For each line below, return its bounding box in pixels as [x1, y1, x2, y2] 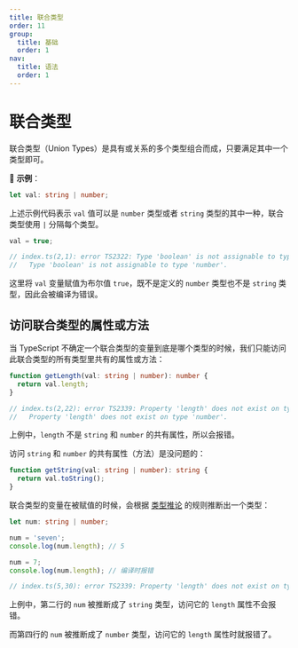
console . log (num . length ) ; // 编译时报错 [9, 565, 153, 575]
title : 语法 [17, 63, 59, 72]
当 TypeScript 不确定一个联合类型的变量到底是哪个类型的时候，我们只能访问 [9, 343, 286, 353]
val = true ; [9, 236, 53, 245]
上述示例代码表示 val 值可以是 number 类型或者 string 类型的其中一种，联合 [9, 208, 285, 218]
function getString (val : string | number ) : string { [9, 466, 208, 475]
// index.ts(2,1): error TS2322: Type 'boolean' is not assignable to [9, 252, 276, 262]
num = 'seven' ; [9, 533, 66, 542]
